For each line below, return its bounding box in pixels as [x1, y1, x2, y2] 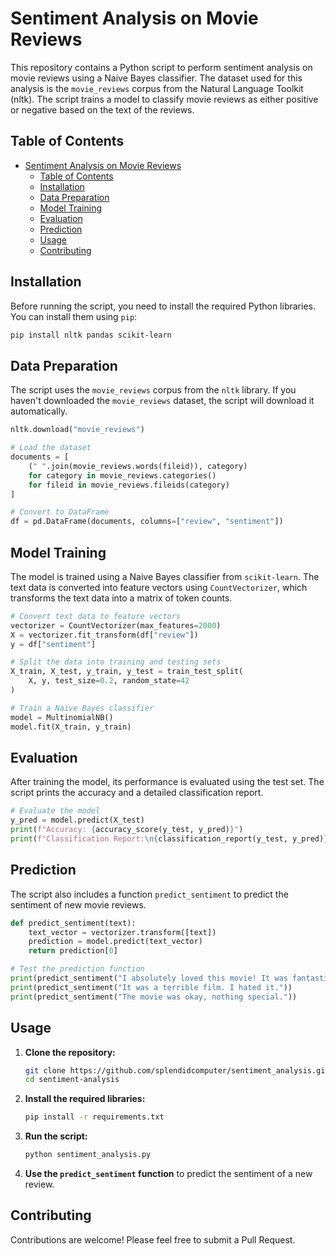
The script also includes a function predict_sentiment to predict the [10, 888, 289, 900]
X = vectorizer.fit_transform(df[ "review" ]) [10, 630, 199, 640]
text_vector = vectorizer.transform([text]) [28, 927, 217, 937]
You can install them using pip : [10, 310, 138, 322]
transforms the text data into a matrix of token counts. [10, 592, 233, 604]
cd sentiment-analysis [24, 1075, 120, 1085]
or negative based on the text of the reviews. [10, 103, 195, 116]
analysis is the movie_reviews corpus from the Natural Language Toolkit [10, 82, 304, 94]
